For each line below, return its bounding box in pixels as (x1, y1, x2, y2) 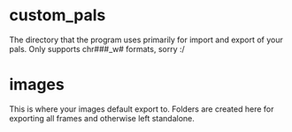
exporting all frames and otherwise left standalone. (9, 113, 195, 123)
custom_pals (9, 5, 106, 26)
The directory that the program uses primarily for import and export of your (9, 34, 283, 45)
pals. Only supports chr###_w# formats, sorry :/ (9, 43, 186, 54)
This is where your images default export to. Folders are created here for (9, 103, 274, 114)
